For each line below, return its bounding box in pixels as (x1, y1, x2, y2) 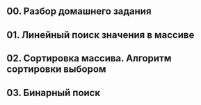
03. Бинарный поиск (6, 86, 101, 99)
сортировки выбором (6, 64, 106, 75)
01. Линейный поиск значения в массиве (6, 29, 195, 41)
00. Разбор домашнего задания (6, 6, 152, 17)
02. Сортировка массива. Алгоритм (6, 52, 172, 64)
